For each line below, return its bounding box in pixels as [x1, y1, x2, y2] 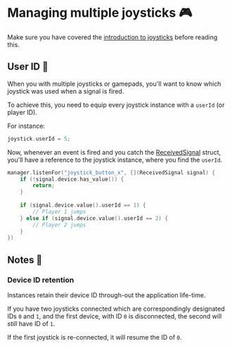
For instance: [7, 122, 46, 130]
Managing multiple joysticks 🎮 [7, 5, 193, 21]
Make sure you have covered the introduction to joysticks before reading [7, 32, 218, 41]
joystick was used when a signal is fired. [7, 86, 124, 95]
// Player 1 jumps [32, 208, 86, 215]
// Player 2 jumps [32, 221, 86, 228]
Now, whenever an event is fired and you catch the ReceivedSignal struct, [7, 148, 221, 156]
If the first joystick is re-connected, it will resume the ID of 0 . [7, 333, 182, 341]
